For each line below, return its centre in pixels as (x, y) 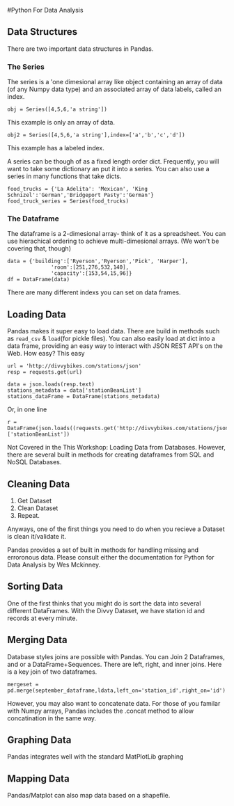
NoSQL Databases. (34, 462)
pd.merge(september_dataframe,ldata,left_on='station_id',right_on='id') (117, 690)
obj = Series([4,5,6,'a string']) (57, 110)
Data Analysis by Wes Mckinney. (54, 565)
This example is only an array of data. (61, 123)
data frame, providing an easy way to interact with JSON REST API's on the (115, 346)
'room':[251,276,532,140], (90, 267)
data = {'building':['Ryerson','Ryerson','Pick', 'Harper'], (98, 261)
